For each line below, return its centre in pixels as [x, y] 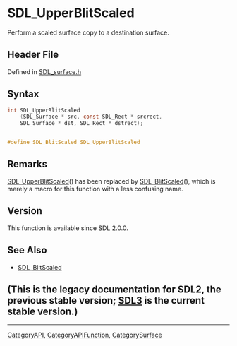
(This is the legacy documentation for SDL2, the [114, 289]
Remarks [28, 164]
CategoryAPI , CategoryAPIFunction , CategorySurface [85, 335]
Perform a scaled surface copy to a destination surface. [88, 32]
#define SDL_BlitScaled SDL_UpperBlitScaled [74, 143]
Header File [33, 55]
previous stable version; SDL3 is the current [106, 300]
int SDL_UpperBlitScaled [44, 110]
